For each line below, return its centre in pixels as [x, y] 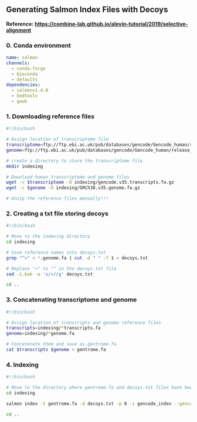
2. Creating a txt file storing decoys [57, 213]
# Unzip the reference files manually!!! [57, 199]
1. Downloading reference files [50, 116]
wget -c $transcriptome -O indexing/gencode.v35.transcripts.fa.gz [90, 182]
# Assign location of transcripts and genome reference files [84, 323]
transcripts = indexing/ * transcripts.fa [53, 328]
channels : [18, 63]
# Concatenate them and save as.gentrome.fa [61, 344]
